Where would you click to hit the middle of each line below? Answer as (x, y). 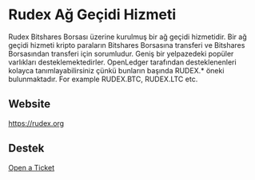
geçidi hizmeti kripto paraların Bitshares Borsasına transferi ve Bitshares (127, 45)
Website (29, 104)
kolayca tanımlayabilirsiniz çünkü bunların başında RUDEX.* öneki (116, 70)
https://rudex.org (36, 123)
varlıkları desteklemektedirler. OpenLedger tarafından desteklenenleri (123, 62)
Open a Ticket (31, 167)
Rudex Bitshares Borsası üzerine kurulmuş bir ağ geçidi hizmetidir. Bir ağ (127, 37)
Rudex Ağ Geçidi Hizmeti (92, 15)
